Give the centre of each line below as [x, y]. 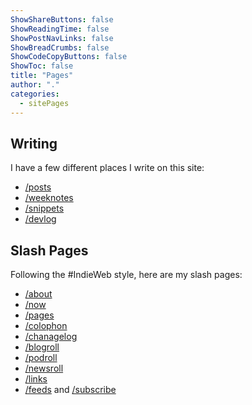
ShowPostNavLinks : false [62, 38]
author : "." [35, 85]
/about [38, 294]
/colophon [46, 326]
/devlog [40, 219]
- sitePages [44, 103]
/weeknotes [49, 198]
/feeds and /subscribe [70, 390]
